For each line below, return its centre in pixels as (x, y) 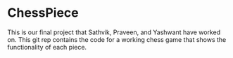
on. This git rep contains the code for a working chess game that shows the (117, 39)
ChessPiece (43, 13)
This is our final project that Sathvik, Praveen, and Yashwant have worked (114, 32)
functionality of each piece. (47, 47)
